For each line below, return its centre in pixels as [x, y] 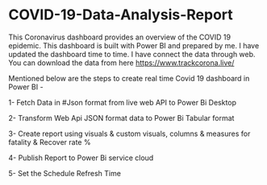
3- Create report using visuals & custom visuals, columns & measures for [129, 134]
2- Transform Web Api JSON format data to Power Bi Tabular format [121, 117]
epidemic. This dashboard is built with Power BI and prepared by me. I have [134, 45]
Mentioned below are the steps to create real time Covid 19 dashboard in [129, 78]
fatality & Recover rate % [50, 142]
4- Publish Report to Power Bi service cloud [81, 158]
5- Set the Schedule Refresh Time [65, 173]
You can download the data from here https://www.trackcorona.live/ [121, 63]
